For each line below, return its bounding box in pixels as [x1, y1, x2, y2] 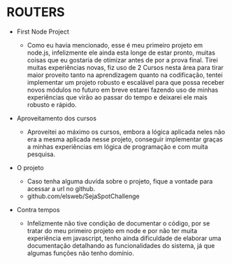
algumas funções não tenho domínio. [27, 249, 134, 257]
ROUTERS [6, 4, 65, 20]
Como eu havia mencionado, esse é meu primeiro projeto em [27, 41, 203, 49]
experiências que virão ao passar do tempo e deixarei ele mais [27, 92, 208, 102]
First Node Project [16, 27, 69, 36]
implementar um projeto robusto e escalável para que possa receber [27, 78, 225, 86]
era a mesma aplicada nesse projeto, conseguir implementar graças [27, 134, 223, 144]
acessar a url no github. [27, 184, 96, 193]
